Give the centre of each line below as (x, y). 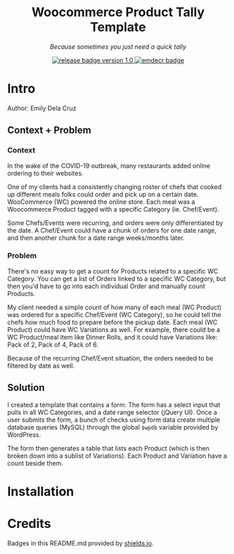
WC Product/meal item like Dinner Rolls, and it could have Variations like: (112, 337)
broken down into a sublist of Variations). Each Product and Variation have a (117, 456)
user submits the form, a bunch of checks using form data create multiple (114, 420)
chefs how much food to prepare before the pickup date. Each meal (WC (112, 322)
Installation (41, 491)
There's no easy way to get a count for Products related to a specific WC (113, 271)
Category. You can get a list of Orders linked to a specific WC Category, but (117, 278)
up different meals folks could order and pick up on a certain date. (103, 194)
